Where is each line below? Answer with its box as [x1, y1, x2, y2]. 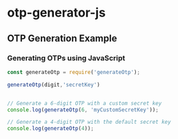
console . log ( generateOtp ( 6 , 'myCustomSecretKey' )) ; [7, 106, 159, 113]
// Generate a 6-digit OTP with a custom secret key [7, 100, 162, 106]
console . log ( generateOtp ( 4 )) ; [7, 125, 95, 132]
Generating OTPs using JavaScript [7, 53, 126, 63]
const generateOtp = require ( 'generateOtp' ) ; [7, 68, 140, 75]
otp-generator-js [7, 5, 106, 21]
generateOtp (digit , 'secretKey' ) [7, 81, 100, 88]
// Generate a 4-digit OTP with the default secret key [7, 119, 171, 126]
